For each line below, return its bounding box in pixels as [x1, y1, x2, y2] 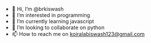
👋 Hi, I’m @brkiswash [11, 6, 64, 12]
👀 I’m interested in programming [11, 12, 91, 19]
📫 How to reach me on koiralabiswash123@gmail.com [11, 31, 145, 37]
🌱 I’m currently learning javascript [11, 18, 94, 24]
